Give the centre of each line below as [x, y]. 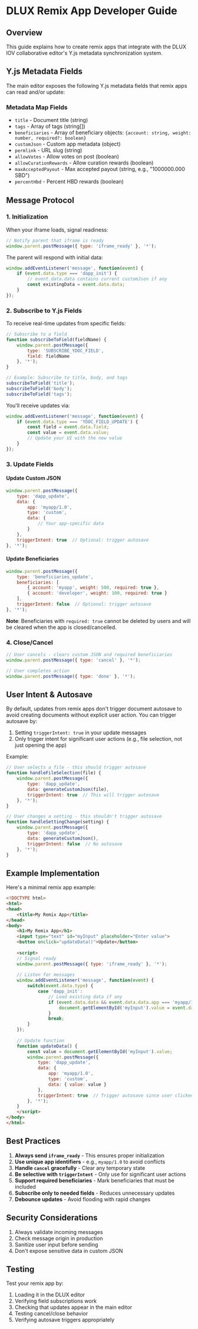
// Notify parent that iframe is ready [55, 240]
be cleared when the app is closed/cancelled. [61, 627]
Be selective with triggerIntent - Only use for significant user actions [100, 1174]
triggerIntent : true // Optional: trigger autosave [83, 540]
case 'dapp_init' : [60, 991]
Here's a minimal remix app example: [51, 888]
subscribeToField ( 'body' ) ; [39, 388]
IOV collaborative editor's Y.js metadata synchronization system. [85, 53]
